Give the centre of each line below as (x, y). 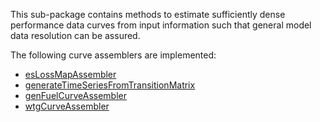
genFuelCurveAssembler (75, 95)
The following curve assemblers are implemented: (113, 55)
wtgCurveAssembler (67, 106)
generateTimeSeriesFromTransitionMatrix (110, 85)
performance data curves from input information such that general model (161, 25)
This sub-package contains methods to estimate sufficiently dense (148, 14)
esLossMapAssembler (70, 74)
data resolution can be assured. (75, 35)
